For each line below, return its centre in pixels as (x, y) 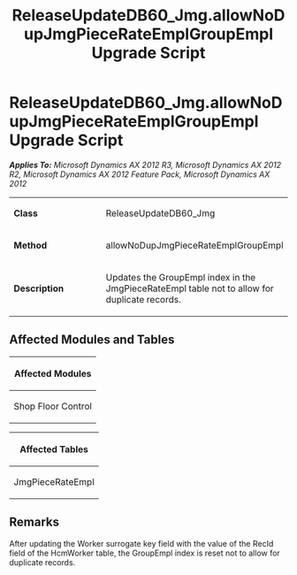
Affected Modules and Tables (92, 340)
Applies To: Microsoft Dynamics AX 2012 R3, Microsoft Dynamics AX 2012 (145, 165)
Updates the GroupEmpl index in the (181, 277)
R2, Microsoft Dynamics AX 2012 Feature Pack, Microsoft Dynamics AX (140, 174)
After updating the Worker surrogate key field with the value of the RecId (141, 543)
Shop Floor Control (53, 406)
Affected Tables (53, 449)
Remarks (34, 522)
